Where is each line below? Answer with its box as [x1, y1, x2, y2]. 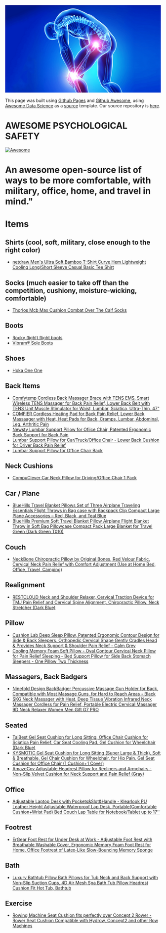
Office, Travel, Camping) [12, 566, 63, 572]
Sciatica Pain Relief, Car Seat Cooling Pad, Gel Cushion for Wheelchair [12, 740, 156, 746]
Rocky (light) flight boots [12, 334, 63, 340]
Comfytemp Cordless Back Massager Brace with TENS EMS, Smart [12, 395, 149, 401]
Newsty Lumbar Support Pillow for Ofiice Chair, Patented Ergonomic [12, 426, 152, 432]
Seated [5, 721, 28, 729]
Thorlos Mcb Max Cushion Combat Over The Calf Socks [12, 307, 127, 313]
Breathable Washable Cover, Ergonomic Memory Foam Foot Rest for [12, 841, 152, 847]
